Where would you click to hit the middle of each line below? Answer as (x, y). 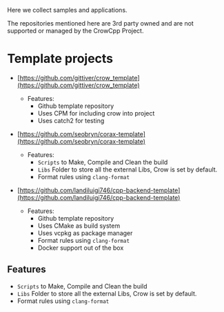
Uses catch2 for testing (71, 120)
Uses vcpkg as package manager (85, 233)
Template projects (60, 59)
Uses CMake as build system (79, 226)
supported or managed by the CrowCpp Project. (75, 31)
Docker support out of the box (81, 248)
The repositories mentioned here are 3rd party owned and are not (101, 23)
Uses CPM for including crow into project (96, 113)
